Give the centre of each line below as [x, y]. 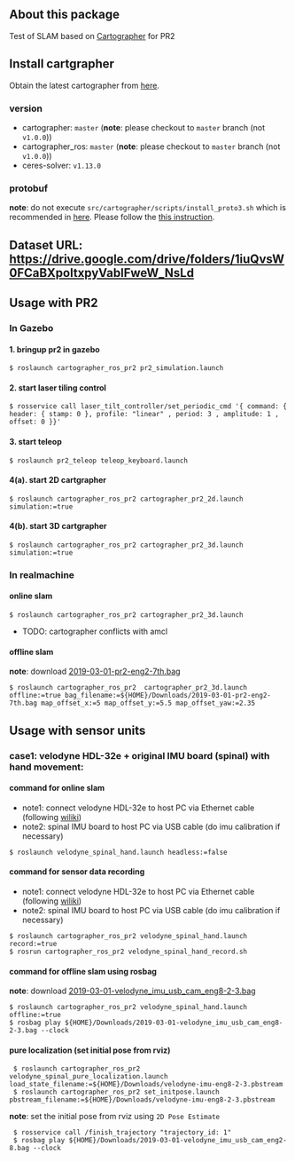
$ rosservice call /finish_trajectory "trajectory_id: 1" [122, 1133]
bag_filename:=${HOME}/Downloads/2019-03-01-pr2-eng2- [168, 696]
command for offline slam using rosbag [83, 971]
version [26, 108]
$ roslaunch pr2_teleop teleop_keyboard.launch [99, 461]
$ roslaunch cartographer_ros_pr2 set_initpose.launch [116, 1092]
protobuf [29, 188]
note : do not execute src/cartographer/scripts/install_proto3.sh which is [147, 208]
